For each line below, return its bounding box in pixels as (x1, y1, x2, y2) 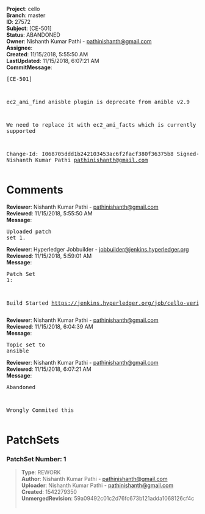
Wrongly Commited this (6, 406, 74, 414)
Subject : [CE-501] (6, 24, 52, 32)
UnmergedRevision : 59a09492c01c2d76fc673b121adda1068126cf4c (21, 495, 195, 502)
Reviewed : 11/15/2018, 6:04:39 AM (6, 322, 93, 330)
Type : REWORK (21, 469, 61, 476)
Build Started (6, 299, 49, 307)
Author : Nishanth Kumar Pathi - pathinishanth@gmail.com (21, 475, 168, 483)
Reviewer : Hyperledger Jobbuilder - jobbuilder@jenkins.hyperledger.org (6, 245, 189, 253)
